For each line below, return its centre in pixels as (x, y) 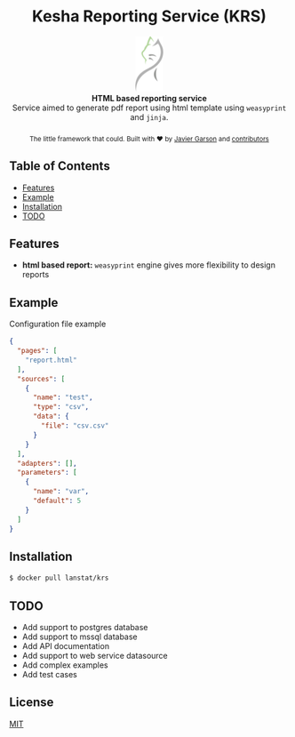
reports (36, 275)
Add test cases (49, 675)
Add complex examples (65, 665)
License (32, 703)
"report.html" (51, 360)
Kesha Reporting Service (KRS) (149, 16)
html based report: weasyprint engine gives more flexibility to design (148, 265)
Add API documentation (65, 646)
